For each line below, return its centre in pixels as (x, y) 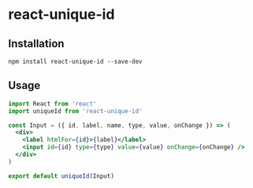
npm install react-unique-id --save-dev (76, 61)
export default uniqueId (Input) (61, 176)
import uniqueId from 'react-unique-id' (76, 111)
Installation (36, 44)
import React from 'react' (52, 104)
